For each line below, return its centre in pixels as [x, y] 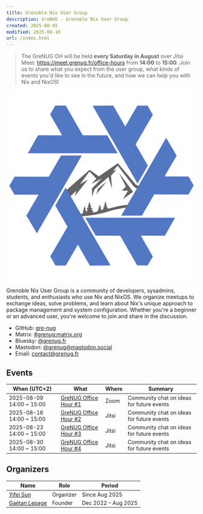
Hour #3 [71, 434]
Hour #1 [71, 404]
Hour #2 [71, 419]
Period [110, 486]
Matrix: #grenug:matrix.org [49, 334]
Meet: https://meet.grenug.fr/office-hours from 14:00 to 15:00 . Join [105, 63]
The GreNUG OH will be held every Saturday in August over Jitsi [102, 56]
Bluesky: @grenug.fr [40, 341]
